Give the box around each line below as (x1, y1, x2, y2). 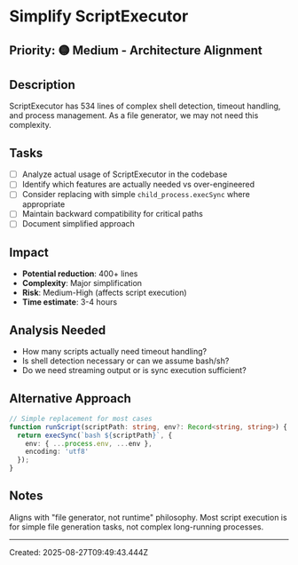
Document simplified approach (21, 219, 136, 229)
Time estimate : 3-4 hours (21, 297, 118, 307)
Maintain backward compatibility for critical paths (21, 209, 204, 219)
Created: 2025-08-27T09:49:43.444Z (9, 546, 149, 557)
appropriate (21, 199, 66, 210)
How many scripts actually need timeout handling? (21, 346, 207, 357)
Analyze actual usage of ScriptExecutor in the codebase (21, 169, 228, 179)
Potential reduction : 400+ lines (21, 268, 138, 279)
